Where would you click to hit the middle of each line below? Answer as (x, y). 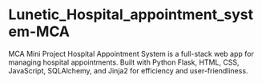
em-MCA (39, 32)
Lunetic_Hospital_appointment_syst (131, 15)
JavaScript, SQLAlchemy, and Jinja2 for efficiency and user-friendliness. (128, 70)
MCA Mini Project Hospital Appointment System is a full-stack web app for (131, 53)
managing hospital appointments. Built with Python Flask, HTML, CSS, (124, 62)
